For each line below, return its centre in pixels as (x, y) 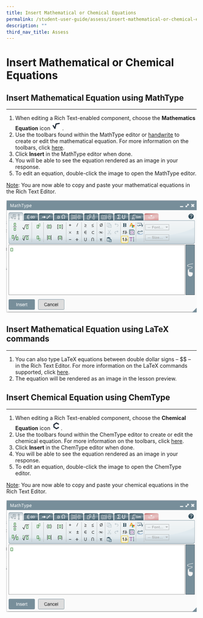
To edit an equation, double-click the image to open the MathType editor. (106, 173)
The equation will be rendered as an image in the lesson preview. (96, 378)
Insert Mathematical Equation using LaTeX (88, 329)
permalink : (20, 19)
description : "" (27, 25)
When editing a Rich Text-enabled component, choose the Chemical (100, 417)
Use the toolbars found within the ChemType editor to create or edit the (104, 434)
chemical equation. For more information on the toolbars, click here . (99, 441)
